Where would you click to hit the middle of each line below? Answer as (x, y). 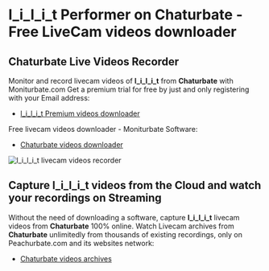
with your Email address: (49, 98)
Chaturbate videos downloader (71, 145)
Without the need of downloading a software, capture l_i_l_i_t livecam (124, 217)
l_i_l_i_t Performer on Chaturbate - (126, 15)
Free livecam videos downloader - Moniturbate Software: (103, 129)
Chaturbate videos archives (66, 258)
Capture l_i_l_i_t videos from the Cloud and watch (135, 185)
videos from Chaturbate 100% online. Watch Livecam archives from (122, 226)
